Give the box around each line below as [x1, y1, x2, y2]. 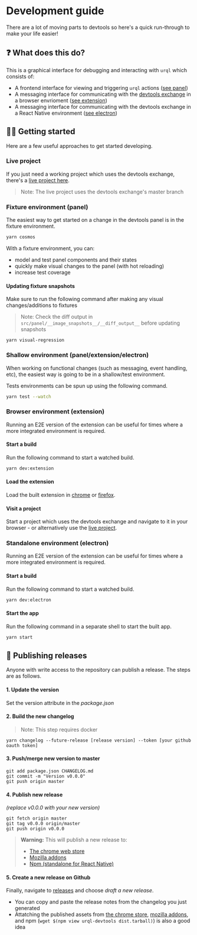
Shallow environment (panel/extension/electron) [6, 351, 149, 359]
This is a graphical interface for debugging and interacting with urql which [6, 66, 188, 73]
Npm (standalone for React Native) [29, 860, 114, 868]
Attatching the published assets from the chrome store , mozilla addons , [14, 911, 189, 918]
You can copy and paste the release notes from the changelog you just [14, 898, 187, 905]
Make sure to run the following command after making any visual [6, 296, 163, 303]
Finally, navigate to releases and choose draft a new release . [6, 887, 154, 894]
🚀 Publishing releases [6, 651, 87, 661]
